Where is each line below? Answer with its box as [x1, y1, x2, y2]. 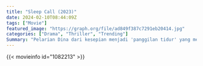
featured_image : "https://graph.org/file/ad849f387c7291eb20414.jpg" [6, 25, 185, 32]
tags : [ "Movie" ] [6, 20, 47, 26]
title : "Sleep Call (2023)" [6, 8, 77, 15]
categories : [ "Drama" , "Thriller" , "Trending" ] [6, 31, 129, 37]
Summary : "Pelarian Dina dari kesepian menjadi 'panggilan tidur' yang [6, 37, 190, 43]
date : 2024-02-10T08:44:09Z [6, 14, 77, 20]
